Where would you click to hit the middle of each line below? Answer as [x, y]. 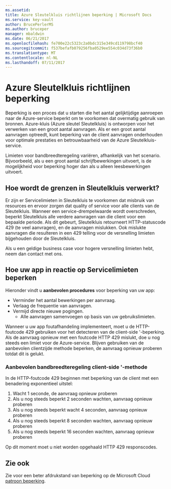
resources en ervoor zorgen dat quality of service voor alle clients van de [82, 206]
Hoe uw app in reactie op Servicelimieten [72, 270]
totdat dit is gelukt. [25, 354]
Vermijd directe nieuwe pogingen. [48, 311]
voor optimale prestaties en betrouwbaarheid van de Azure [67, 140]
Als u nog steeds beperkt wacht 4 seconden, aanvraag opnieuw [80, 410]
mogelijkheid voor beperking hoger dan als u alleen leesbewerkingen [78, 167]
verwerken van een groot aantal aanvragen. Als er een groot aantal [76, 129]
